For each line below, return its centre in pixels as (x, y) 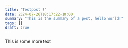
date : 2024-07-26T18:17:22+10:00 (39, 14)
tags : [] (14, 23)
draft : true (17, 28)
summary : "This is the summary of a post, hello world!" (64, 18)
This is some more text (28, 41)
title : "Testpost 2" (26, 9)
